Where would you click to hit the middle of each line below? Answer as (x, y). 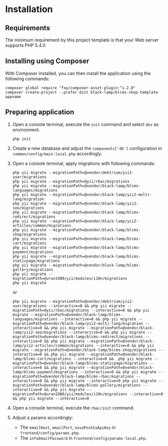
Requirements (28, 28)
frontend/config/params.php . (50, 432)
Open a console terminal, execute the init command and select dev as (86, 124)
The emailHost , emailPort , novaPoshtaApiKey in (68, 427)
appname (13, 97)
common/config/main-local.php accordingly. (57, 153)
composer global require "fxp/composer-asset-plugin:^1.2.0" (70, 88)
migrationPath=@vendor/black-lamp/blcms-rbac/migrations (73, 376)
